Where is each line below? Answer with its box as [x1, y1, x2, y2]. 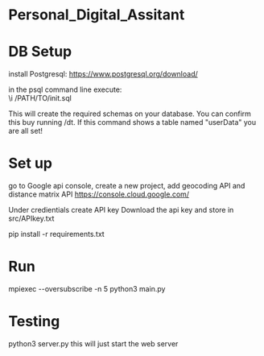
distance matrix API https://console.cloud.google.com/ [8, 189, 190, 199]
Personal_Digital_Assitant [8, 6, 185, 24]
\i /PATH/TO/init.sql [8, 93, 72, 103]
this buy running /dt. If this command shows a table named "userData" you [8, 118, 256, 127]
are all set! [8, 126, 43, 136]
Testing [8, 313, 60, 331]
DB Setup [8, 43, 72, 61]
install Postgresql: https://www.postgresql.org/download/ [8, 69, 199, 79]
